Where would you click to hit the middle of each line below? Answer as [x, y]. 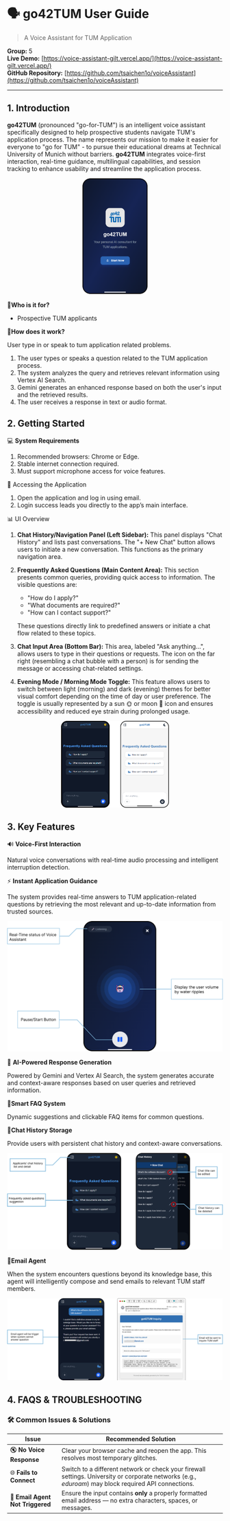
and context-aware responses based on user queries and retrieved [102, 1083]
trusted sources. [30, 911]
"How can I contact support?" [69, 612]
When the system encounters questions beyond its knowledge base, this [110, 1274]
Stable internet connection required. [68, 464]
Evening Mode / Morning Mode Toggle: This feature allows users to [113, 681]
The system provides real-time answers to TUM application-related [102, 897]
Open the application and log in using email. [79, 498]
